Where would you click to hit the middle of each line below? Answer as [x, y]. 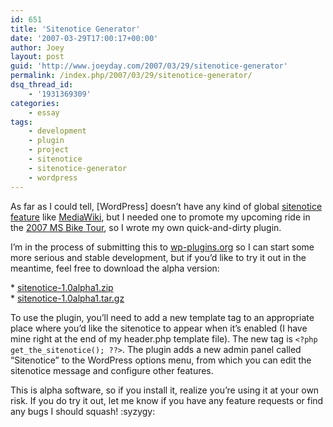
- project [49, 150]
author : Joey [37, 47]
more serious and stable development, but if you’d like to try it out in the [158, 257]
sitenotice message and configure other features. [112, 370]
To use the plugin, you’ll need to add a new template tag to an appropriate [162, 317]
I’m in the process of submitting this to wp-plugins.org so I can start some [162, 247]
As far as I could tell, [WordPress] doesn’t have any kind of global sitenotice [166, 206]
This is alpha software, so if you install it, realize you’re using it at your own [165, 390]
